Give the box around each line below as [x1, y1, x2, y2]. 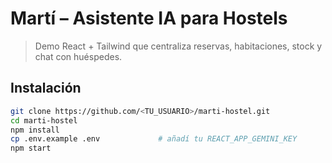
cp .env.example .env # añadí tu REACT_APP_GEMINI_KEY [10, 134, 298, 144]
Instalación [10, 80, 82, 97]
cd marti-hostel [10, 115, 78, 126]
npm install [10, 125, 60, 135]
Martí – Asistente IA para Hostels [10, 7, 288, 30]
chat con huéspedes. [34, 50, 123, 62]
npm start [10, 143, 52, 154]
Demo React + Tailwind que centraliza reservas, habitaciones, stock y [34, 40, 323, 52]
